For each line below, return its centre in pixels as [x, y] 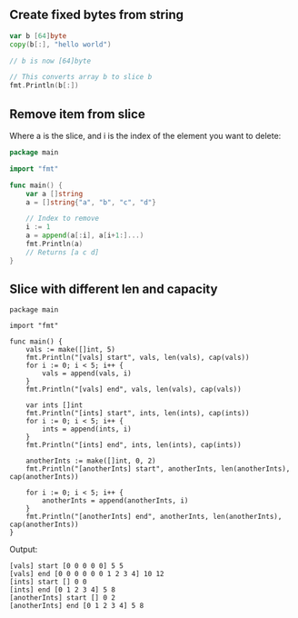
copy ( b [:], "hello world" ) [60, 45]
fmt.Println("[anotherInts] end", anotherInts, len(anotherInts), [154, 517]
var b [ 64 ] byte [38, 35]
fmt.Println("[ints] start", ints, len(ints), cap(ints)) [138, 414]
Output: [24, 550]
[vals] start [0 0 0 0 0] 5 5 [67, 566]
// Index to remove [63, 219]
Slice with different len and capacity [114, 289]
